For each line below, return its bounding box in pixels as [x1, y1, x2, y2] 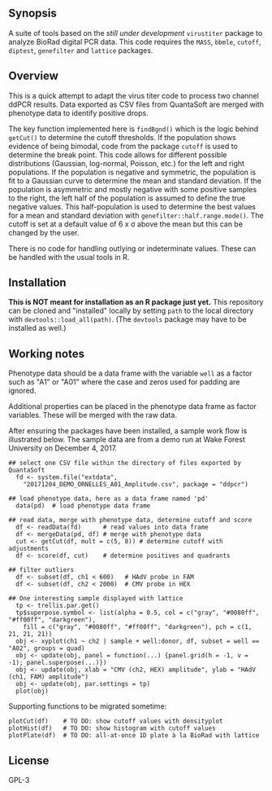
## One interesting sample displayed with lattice [8, 595, 183, 603]
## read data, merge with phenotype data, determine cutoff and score [8, 516, 253, 525]
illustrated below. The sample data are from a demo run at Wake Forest [8, 435, 245, 445]
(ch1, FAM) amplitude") [8, 673, 89, 681]
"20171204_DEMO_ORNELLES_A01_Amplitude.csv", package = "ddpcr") [23, 481, 249, 489]
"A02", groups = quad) [8, 644, 85, 653]
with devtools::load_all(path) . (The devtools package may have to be [8, 314, 247, 324]
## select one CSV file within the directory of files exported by [8, 459, 242, 468]
